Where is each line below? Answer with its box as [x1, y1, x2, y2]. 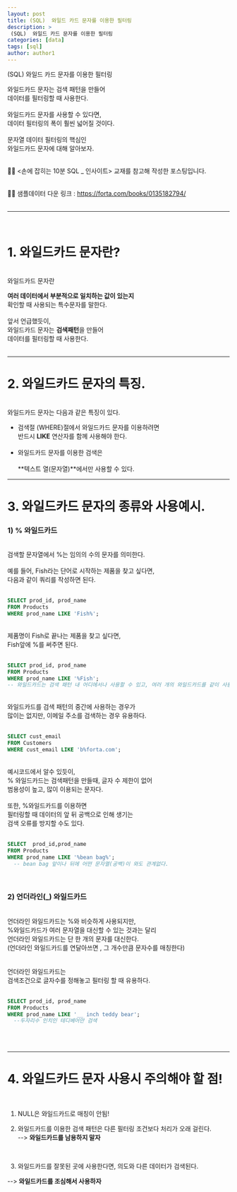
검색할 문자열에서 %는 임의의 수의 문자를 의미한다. [7, 550, 145, 559]
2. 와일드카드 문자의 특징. [7, 376, 146, 392]
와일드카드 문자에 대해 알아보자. [7, 144, 95, 153]
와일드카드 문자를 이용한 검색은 [17, 448, 103, 456]
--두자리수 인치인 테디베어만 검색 [13, 1018, 97, 1025]
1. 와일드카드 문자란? [7, 244, 121, 261]
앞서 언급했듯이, [7, 316, 51, 325]
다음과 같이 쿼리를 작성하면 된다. [7, 576, 97, 584]
